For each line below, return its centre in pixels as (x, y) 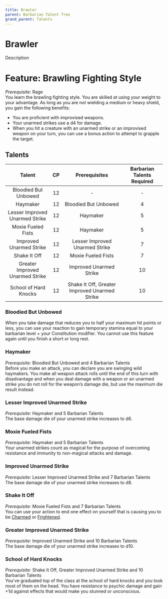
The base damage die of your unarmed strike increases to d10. (70, 546)
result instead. (20, 389)
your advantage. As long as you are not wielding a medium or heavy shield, (82, 103)
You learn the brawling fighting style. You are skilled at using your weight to (83, 97)
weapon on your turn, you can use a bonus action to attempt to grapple (86, 134)
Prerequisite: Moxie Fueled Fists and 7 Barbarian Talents (63, 506)
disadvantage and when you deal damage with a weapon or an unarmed (79, 378)
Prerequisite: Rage (24, 92)
